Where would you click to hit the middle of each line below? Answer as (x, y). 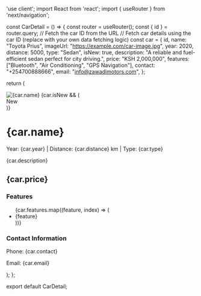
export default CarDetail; (37, 286)
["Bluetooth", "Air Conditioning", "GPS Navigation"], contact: (81, 65)
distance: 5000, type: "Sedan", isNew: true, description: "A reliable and (94, 52)
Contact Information (37, 238)
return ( (16, 83)
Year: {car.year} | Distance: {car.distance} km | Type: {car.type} (85, 149)
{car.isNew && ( (60, 95)
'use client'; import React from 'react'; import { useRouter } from (86, 9)
